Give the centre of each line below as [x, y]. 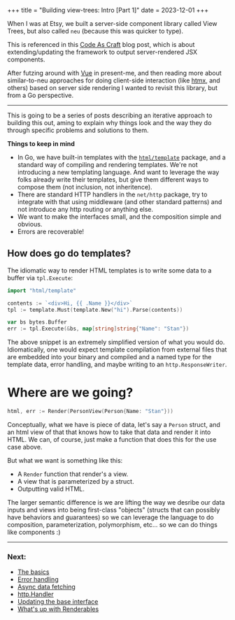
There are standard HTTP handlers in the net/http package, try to [112, 194]
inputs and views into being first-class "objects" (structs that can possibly [114, 510]
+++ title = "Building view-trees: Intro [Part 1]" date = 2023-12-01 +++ [108, 10]
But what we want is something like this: [65, 460]
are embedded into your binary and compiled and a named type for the [109, 357]
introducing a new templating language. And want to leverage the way [118, 172]
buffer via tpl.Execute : [40, 277]
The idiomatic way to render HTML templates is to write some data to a [109, 270]
